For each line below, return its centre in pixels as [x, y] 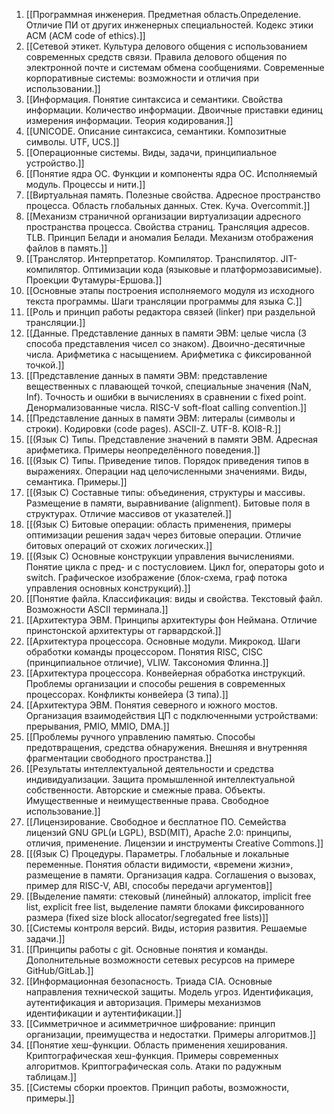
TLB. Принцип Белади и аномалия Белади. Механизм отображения [169, 237]
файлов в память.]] [66, 248]
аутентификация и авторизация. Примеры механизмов [143, 1002]
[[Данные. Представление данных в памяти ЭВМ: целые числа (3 [166, 333]
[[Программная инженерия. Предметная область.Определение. [163, 14]
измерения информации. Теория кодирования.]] [129, 120]
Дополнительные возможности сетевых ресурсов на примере [160, 960]
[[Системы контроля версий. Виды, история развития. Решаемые [166, 928]
